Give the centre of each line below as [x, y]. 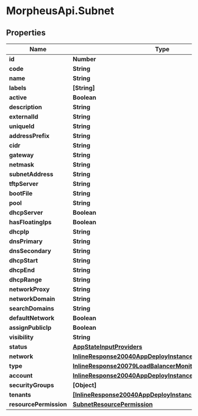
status [18, 347]
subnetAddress [31, 174]
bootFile [21, 193]
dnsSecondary [30, 251]
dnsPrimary [26, 241]
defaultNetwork [32, 318]
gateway [22, 155]
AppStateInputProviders [108, 347]
